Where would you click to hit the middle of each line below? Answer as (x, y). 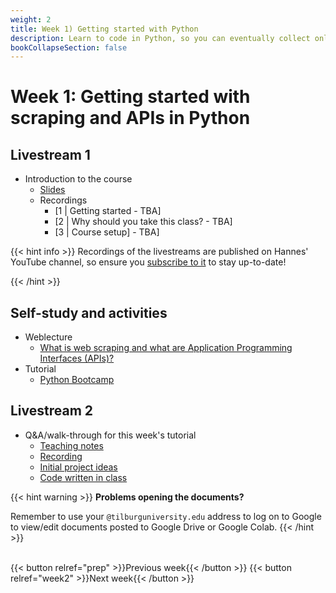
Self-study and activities (89, 312)
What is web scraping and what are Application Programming (166, 348)
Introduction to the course (78, 179)
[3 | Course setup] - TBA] (107, 232)
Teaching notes (71, 445)
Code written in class (83, 477)
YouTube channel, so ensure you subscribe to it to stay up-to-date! (148, 262)
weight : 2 (31, 19)
